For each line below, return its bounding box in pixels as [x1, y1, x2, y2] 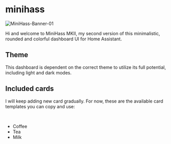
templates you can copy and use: [5, 103, 76, 109]
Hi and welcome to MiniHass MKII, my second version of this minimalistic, [5, 30, 160, 36]
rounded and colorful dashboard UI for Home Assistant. [5, 36, 123, 42]
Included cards [5, 84, 54, 93]
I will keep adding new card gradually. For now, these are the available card [5, 98, 163, 104]
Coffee [12, 123, 28, 129]
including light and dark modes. [5, 69, 72, 76]
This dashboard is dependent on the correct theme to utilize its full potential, [5, 64, 166, 70]
